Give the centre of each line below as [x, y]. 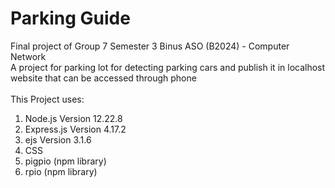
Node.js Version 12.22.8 [73, 118]
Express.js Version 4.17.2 [75, 129]
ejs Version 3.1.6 [58, 139]
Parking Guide [70, 18]
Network [28, 56]
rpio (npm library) [61, 171]
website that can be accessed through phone [103, 78]
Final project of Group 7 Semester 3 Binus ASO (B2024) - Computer [150, 46]
